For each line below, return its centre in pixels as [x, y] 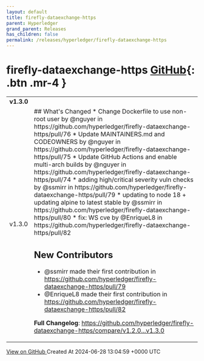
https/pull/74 [53, 180]
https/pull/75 [53, 157]
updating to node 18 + [154, 195]
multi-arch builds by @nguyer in [80, 164]
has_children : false [32, 35]
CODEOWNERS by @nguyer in [77, 141]
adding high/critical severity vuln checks [136, 180]
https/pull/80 [53, 217]
